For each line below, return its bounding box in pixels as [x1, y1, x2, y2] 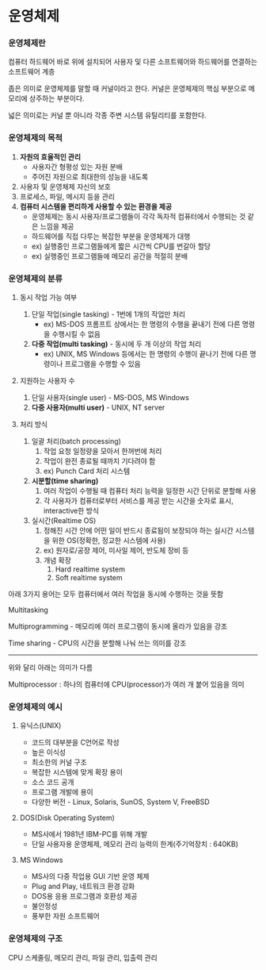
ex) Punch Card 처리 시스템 [43, 466, 131, 476]
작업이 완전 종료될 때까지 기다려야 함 [43, 456, 156, 466]
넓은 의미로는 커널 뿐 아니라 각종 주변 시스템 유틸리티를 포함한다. [8, 110, 207, 120]
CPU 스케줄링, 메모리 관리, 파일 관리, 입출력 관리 [8, 953, 158, 962]
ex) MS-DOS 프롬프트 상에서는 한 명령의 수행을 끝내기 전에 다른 [43, 319, 241, 329]
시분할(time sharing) [31, 476, 99, 486]
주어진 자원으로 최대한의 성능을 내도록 [31, 171, 149, 181]
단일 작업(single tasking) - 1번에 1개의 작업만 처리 [31, 310, 186, 319]
